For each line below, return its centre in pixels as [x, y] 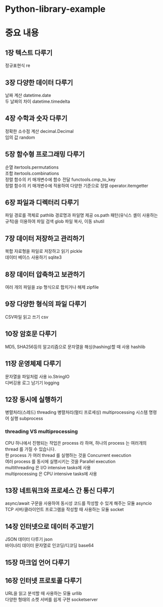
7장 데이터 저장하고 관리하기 [45, 238]
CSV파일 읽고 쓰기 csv [27, 317]
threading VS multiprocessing [42, 431]
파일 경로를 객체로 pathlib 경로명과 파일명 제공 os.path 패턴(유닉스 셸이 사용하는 [81, 215]
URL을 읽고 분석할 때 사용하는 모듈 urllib [44, 593]
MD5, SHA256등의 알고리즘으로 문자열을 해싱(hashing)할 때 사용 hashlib [75, 347]
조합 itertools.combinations [32, 173]
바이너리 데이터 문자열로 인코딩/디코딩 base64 [49, 546]
